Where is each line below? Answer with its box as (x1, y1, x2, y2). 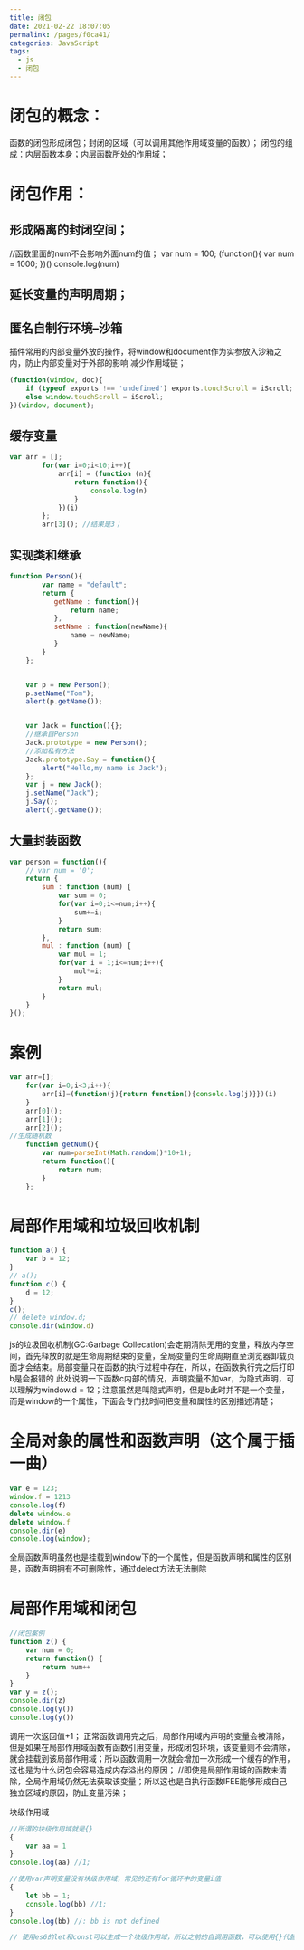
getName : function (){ (53, 597, 140, 607)
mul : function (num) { (42, 942, 131, 951)
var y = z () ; (9, 1687, 59, 1697)
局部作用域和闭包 (9, 1599, 138, 1619)
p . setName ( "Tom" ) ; (25, 689, 95, 698)
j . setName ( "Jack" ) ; (25, 789, 100, 798)
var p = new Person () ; (25, 680, 111, 689)
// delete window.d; (9, 1314, 88, 1323)
